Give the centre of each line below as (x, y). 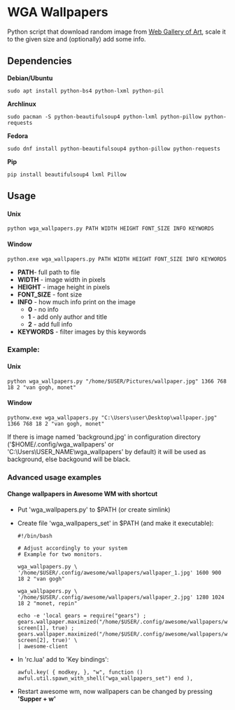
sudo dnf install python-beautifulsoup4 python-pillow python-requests (114, 149)
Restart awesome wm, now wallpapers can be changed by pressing (115, 691)
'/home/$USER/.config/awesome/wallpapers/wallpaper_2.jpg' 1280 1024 (121, 597)
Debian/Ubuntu (30, 78)
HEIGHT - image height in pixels (64, 287)
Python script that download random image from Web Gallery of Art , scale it (116, 32)
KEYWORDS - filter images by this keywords (82, 332)
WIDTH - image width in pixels (62, 279)
